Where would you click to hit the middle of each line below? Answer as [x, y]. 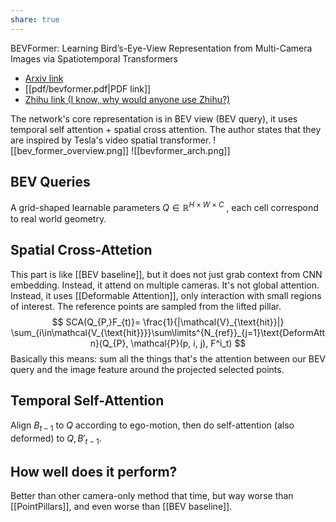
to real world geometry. [58, 219]
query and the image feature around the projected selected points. [147, 369]
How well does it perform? [94, 471]
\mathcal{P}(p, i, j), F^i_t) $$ [188, 343]
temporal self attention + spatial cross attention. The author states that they [166, 129]
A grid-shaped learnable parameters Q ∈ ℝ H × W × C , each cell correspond [164, 207]
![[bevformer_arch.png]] [181, 150]
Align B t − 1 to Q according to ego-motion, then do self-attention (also [152, 426]
